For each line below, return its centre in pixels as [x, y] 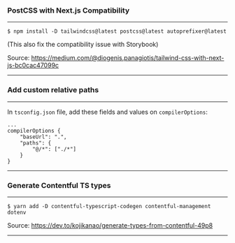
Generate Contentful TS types [59, 185]
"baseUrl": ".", [44, 137]
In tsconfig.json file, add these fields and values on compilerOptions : [108, 112]
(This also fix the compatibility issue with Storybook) [83, 45]
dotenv [17, 212]
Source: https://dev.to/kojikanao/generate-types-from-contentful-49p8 [110, 225]
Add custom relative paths [53, 90]
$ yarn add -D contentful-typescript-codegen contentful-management [109, 206]
